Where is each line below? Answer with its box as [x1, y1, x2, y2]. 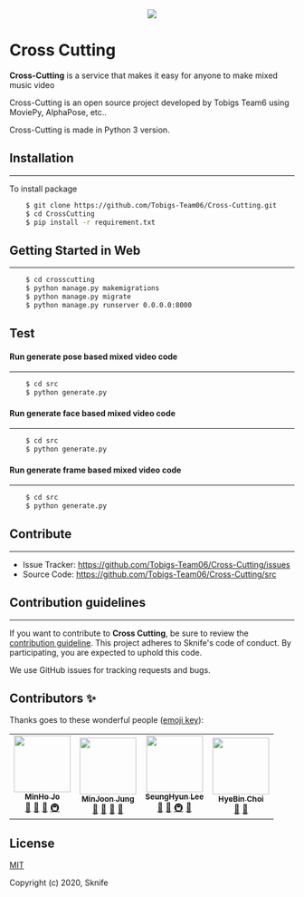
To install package [9, 183, 78, 194]
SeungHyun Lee [145, 792, 204, 802]
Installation [9, 151, 74, 166]
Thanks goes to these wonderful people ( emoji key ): [9, 715, 204, 726]
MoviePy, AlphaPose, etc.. [9, 106, 107, 117]
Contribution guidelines [9, 595, 147, 610]
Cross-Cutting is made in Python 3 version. [9, 124, 170, 135]
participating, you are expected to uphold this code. [9, 647, 203, 658]
